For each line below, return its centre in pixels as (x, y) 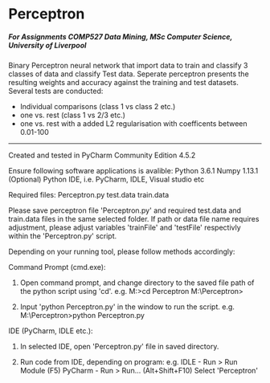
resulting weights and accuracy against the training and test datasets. (123, 83)
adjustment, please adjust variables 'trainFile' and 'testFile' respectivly (125, 228)
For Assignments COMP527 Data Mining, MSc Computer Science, (121, 36)
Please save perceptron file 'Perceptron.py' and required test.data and (125, 210)
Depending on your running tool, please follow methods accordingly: (122, 252)
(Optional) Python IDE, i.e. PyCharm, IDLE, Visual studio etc (106, 179)
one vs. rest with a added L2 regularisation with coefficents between (133, 124)
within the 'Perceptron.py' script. (63, 236)
